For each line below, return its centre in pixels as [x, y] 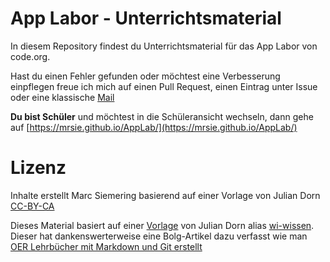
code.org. [30, 56]
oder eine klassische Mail [62, 97]
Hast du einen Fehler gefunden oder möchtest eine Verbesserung [145, 76]
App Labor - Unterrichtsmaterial [146, 18]
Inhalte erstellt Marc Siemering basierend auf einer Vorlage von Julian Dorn [165, 195]
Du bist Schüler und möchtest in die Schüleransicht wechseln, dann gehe [162, 116]
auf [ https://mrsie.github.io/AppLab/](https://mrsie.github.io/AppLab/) [154, 127]
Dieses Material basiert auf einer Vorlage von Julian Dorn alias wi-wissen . [162, 225]
